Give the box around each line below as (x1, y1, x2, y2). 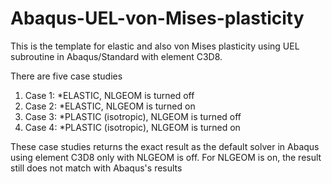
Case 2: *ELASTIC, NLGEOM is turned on (24, 100, 196, 112)
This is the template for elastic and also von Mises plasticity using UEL (10, 40, 300, 52)
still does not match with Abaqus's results (10, 162, 183, 174)
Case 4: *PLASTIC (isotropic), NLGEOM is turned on (24, 121, 241, 133)
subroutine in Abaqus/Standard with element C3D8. (10, 50, 223, 62)
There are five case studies (10, 70, 123, 82)
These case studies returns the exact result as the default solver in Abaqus (10, 140, 320, 152)
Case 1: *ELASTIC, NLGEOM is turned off (24, 89, 195, 101)
